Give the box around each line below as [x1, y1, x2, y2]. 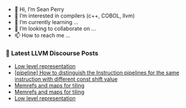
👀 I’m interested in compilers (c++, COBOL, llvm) [14, 12, 135, 19]
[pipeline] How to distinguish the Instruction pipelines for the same [14, 69, 180, 77]
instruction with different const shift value [14, 75, 118, 83]
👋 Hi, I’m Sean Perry [14, 6, 64, 13]
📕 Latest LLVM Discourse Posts [5, 49, 99, 57]
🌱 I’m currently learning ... [14, 19, 79, 25]
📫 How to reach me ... [14, 32, 70, 39]
